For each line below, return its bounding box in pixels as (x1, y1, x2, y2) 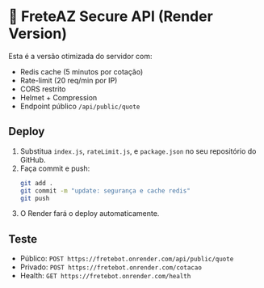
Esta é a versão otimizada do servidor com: (8, 51, 153, 61)
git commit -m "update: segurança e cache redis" (19, 186, 191, 195)
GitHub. (19, 155, 46, 164)
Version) (8, 24, 67, 43)
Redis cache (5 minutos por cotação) (19, 66, 144, 76)
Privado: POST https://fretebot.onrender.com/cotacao (19, 262, 202, 272)
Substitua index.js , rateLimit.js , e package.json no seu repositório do (19, 146, 257, 156)
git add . (19, 179, 54, 187)
